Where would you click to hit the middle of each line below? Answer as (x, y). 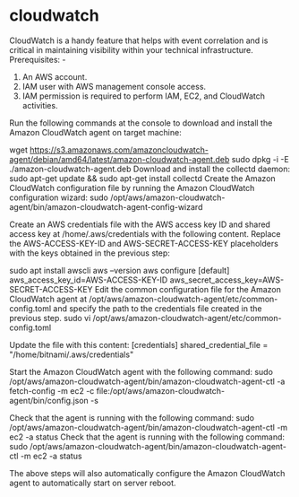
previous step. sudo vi (50, 318)
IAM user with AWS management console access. (114, 86)
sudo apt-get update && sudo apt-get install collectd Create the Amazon (142, 178)
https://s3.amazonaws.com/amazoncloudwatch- (119, 150)
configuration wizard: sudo (59, 197)
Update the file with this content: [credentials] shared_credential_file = (139, 344)
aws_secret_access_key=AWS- (227, 280)
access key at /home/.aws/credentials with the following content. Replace (145, 233)
